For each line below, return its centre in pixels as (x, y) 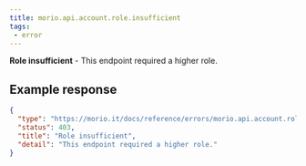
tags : (20, 26)
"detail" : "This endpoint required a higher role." (118, 144)
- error (28, 35)
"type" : (32, 119)
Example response (63, 89)
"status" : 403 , (46, 127)
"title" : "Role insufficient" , (77, 136)
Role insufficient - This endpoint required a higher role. (114, 61)
